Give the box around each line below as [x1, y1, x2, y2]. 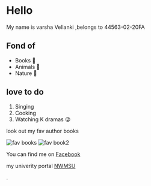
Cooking [14, 109, 36, 116]
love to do [6, 87, 44, 97]
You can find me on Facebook [6, 151, 81, 158]
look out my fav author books [6, 127, 79, 134]
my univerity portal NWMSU [6, 162, 76, 169]
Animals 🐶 [14, 63, 40, 70]
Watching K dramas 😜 [14, 115, 71, 123]
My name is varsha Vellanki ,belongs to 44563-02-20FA [6, 23, 146, 31]
